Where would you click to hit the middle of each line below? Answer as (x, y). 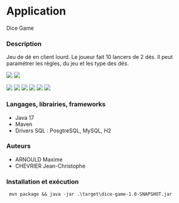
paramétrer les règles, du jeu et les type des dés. (68, 64)
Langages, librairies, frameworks (56, 105)
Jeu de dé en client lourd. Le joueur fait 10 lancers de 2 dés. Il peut (89, 57)
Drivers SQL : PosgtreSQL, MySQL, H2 (63, 130)
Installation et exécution (42, 182)
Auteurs (19, 146)
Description (24, 44)
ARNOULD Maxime (39, 159)
